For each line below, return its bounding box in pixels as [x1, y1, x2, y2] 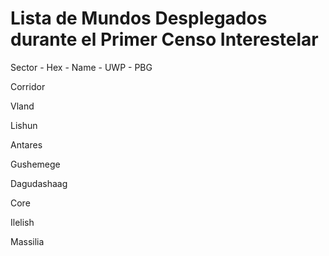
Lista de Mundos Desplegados [10, 7, 268, 30]
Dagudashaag [10, 177, 68, 189]
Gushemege [10, 158, 61, 170]
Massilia [10, 235, 45, 247]
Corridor [10, 80, 46, 92]
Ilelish [10, 216, 35, 228]
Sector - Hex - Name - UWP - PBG [10, 61, 153, 73]
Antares [10, 138, 43, 151]
